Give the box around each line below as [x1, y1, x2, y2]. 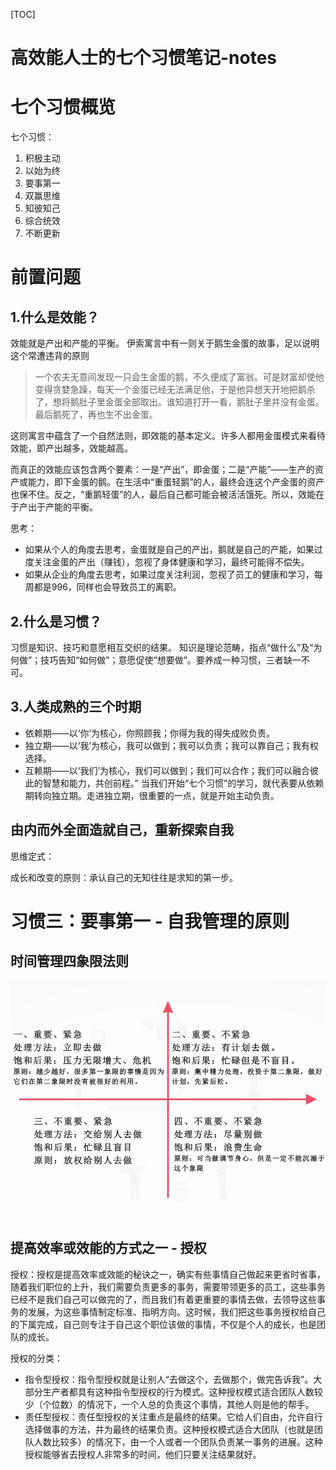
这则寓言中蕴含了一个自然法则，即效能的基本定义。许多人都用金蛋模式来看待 [10, 430, 326, 442]
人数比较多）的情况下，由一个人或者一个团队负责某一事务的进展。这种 [33, 1435, 323, 1448]
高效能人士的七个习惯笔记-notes [10, 47, 278, 69]
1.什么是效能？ [10, 309, 100, 326]
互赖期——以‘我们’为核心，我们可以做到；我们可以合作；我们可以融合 [24, 764, 311, 776]
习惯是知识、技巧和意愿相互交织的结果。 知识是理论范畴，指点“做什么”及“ [10, 641, 314, 653]
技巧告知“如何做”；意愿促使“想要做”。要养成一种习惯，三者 [40, 654, 284, 666]
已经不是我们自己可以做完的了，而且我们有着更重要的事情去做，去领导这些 [10, 1293, 317, 1305]
